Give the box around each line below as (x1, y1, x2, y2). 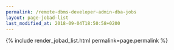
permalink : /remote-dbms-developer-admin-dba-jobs (5, 9, 137, 15)
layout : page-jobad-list (5, 15, 69, 21)
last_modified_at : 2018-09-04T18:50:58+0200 (5, 20, 120, 26)
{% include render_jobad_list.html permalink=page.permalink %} (5, 37, 169, 45)
